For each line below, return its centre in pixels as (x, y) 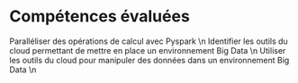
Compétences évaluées (100, 17)
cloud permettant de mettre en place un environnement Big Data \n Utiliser (148, 50)
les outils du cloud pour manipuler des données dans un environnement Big (149, 60)
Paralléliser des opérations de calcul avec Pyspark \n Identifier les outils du (149, 41)
